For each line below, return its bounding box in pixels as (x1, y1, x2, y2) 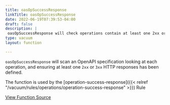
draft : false (5, 21, 33, 27)
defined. (5, 69, 23, 75)
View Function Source (5, 94, 52, 100)
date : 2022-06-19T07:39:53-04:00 (5, 17, 76, 22)
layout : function (5, 40, 42, 45)
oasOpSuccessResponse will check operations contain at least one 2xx (7, 31, 159, 36)
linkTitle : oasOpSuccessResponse (5, 12, 76, 17)
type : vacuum (5, 36, 33, 41)
